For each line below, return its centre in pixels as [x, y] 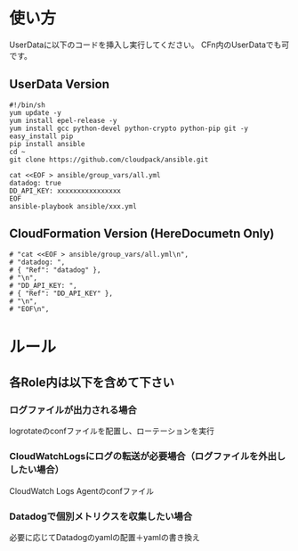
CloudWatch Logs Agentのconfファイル [81, 490]
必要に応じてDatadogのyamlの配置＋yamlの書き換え [105, 538]
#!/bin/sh [28, 105]
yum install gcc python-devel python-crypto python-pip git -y [129, 128]
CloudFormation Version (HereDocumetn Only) [142, 234]
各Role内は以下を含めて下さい [92, 383]
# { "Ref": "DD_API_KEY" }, [61, 293]
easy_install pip [41, 136]
